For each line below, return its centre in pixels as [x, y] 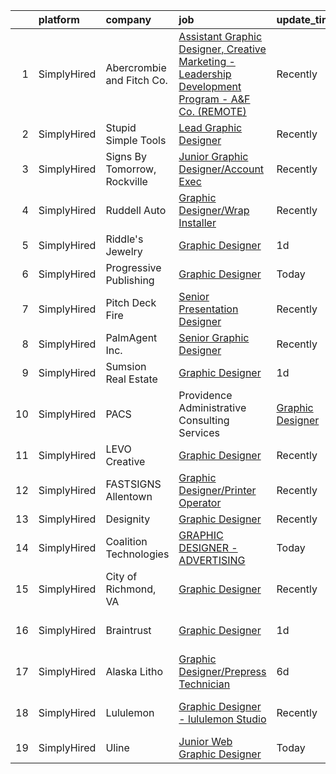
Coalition [126, 541]
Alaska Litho [134, 671]
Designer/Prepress [222, 671]
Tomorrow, [131, 169]
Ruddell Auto [136, 210]
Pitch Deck [131, 302]
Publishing [130, 280]
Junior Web [205, 741]
